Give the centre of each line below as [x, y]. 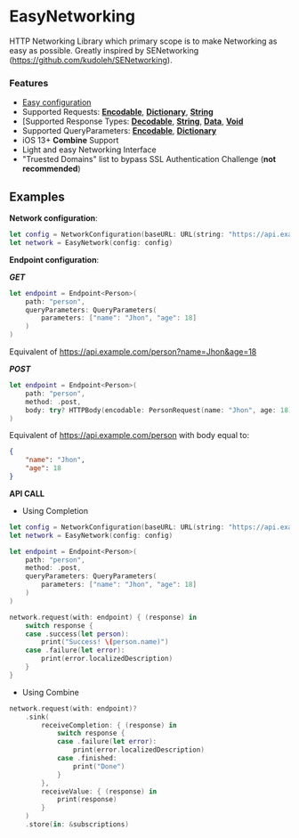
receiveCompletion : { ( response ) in [109, 725]
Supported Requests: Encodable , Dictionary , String [117, 112]
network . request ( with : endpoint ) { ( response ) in [103, 617]
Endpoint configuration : [54, 259]
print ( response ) [87, 800]
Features [29, 83]
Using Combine [51, 692]
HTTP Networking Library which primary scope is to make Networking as [143, 41]
